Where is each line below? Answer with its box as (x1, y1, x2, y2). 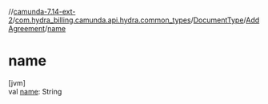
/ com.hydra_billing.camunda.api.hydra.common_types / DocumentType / (12, 15, 246, 25)
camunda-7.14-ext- (13, 7, 76, 16)
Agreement (8, 24, 46, 33)
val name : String (8, 86, 62, 96)
